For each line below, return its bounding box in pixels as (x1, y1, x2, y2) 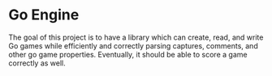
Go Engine (8, 6, 80, 24)
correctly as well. (8, 58, 67, 68)
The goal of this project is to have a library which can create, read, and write (8, 32, 264, 42)
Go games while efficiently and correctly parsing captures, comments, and (8, 40, 258, 50)
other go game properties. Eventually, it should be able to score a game (8, 49, 248, 59)
